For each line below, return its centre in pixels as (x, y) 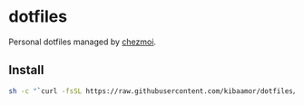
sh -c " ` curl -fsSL (45, 91)
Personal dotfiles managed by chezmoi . (82, 42)
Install (26, 70)
